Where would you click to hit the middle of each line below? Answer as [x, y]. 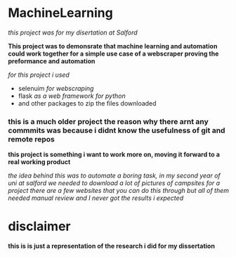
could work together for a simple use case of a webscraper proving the [113, 54]
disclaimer [39, 226]
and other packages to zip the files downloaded [87, 103]
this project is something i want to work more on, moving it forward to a [114, 155]
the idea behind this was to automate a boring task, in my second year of [114, 176]
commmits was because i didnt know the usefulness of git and [117, 130]
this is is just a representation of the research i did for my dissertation [111, 246]
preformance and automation [52, 61]
